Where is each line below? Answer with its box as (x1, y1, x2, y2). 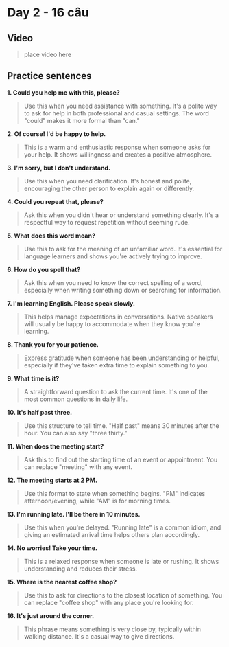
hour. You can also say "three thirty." (23, 429, 128, 437)
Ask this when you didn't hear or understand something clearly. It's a (23, 211, 219, 219)
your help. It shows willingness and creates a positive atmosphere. (23, 150, 213, 159)
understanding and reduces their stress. (23, 565, 138, 573)
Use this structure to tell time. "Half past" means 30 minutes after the (23, 421, 219, 430)
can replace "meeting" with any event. (23, 462, 132, 471)
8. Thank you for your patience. (7, 340, 99, 348)
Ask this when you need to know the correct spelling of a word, (23, 278, 203, 286)
